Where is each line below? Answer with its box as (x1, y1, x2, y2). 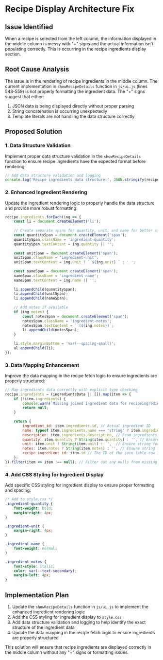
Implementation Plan (5, 591, 69, 599)
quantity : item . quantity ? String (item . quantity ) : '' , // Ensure (22, 437, 160, 442)
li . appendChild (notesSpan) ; (22, 327, 79, 333)
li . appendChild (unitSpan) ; (14, 291, 68, 296)
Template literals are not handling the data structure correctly (12, 113, 135, 119)
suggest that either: (5, 93, 45, 99)
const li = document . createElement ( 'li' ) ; (14, 219, 101, 224)
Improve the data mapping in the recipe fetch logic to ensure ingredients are (5, 373, 157, 378)
